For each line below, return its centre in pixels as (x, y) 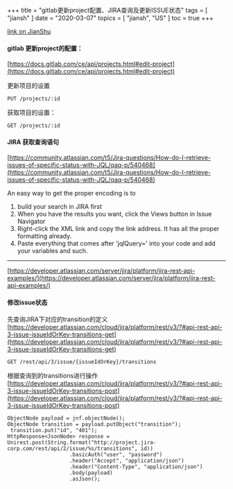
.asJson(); (85, 479)
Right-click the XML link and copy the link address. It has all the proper (118, 229)
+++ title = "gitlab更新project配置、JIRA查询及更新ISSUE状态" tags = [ (107, 10)
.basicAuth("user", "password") (116, 454)
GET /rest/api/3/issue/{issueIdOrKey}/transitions (82, 362)
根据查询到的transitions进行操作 (53, 375)
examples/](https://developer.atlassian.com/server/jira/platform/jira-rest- (112, 278)
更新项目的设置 (28, 86)
